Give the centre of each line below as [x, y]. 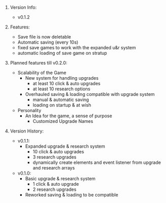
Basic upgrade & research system [60, 179]
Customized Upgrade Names [63, 121]
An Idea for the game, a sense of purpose [69, 116]
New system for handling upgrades [62, 78]
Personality [29, 110]
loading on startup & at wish [62, 105]
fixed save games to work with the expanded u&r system [77, 47]
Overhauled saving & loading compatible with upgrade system [90, 94]
